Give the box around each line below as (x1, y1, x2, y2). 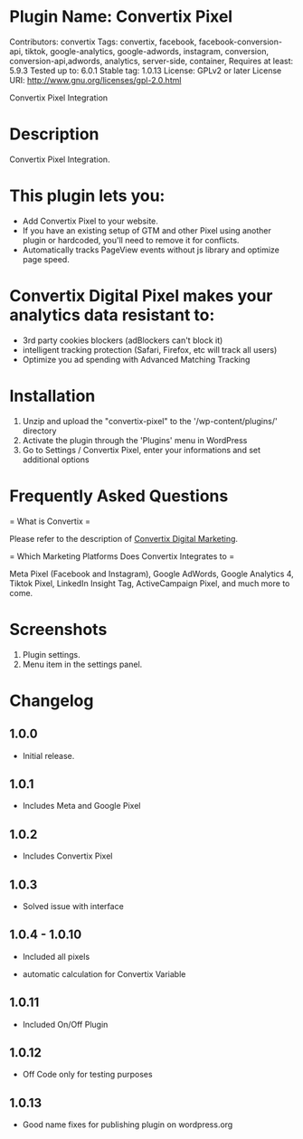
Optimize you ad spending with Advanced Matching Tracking (22, 354, 251, 365)
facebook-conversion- (198, 36, 283, 47)
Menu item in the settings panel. (22, 659, 143, 669)
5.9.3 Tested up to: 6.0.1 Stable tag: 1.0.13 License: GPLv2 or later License (9, 65, 282, 76)
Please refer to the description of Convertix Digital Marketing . (9, 533, 238, 544)
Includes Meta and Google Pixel (22, 801, 141, 812)
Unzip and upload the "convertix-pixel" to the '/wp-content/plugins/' (22, 415, 278, 426)
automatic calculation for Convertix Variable (22, 968, 186, 979)
